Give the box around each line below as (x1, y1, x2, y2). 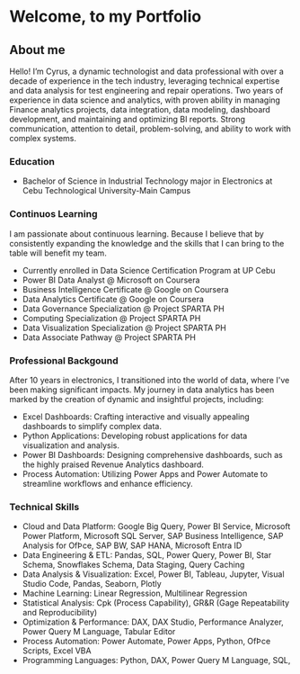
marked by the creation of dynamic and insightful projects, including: (9, 393, 264, 404)
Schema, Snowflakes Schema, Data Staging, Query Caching (22, 560, 245, 571)
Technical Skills (9, 500, 80, 513)
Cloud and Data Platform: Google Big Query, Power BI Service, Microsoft (22, 521, 291, 532)
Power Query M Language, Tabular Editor (22, 626, 176, 637)
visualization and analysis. (22, 439, 119, 451)
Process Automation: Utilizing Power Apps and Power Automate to (22, 468, 268, 479)
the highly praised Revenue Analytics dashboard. (22, 459, 205, 470)
